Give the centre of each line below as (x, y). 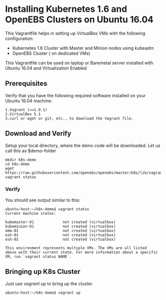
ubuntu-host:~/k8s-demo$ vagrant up (43, 293)
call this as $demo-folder (31, 150)
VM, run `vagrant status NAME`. (38, 257)
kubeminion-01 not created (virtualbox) (61, 226)
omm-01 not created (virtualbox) (61, 230)
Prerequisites (26, 84)
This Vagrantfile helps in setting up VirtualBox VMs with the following (75, 33)
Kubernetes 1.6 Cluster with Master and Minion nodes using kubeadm (83, 48)
